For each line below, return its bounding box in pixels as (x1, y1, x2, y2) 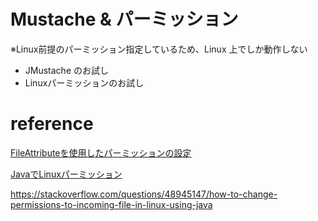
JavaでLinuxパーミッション (10, 168, 123, 180)
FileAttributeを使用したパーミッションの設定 (10, 146, 192, 159)
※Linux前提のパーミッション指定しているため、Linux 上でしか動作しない (10, 43, 308, 55)
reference (10, 113, 94, 135)
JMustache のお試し (24, 64, 109, 76)
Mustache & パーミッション (10, 8, 239, 31)
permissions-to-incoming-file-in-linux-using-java (10, 198, 213, 210)
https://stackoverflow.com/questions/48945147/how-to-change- (10, 188, 278, 200)
